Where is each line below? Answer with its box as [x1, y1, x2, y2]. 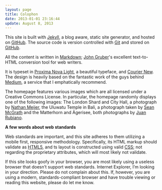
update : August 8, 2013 [5, 21, 54, 26]
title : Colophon [5, 12, 38, 17]
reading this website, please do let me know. [5, 180, 95, 186]
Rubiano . [5, 115, 23, 120]
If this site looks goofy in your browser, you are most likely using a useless [5, 159, 155, 165]
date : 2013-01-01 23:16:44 [5, 16, 60, 21]
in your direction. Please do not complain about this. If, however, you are [5, 169, 150, 175]
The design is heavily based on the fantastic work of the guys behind [5, 74, 144, 80]
